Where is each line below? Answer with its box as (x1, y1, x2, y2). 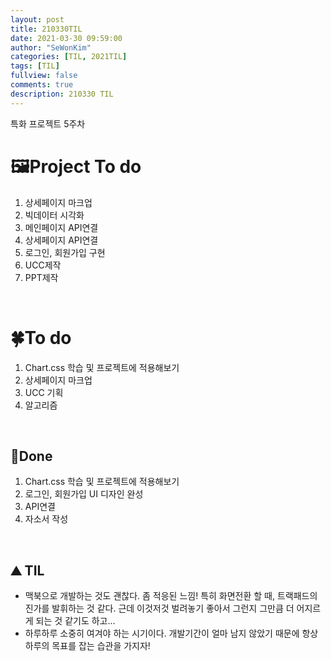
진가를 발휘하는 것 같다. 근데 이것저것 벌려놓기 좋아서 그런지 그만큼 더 (24, 602, 295, 615)
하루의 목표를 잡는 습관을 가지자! (24, 640, 151, 652)
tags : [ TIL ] (10, 61, 60, 71)
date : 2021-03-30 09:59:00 (10, 33, 123, 43)
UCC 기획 (24, 386, 64, 398)
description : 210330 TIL (10, 89, 114, 99)
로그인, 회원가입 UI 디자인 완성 (24, 488, 144, 500)
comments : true (10, 80, 74, 90)
